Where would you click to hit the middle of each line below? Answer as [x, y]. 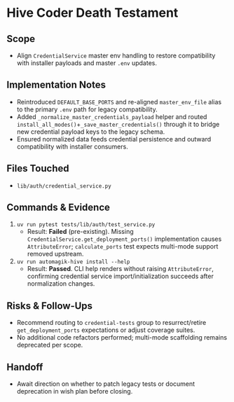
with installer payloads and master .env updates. [87, 63]
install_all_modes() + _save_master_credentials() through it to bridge [118, 124]
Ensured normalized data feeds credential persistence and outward [114, 139]
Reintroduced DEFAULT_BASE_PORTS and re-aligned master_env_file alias [119, 102]
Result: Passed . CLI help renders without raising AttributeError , [121, 269]
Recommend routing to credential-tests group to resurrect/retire [111, 323]
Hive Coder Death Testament [92, 13]
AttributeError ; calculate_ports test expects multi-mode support [123, 247]
